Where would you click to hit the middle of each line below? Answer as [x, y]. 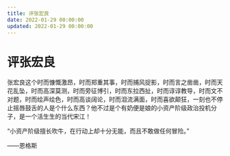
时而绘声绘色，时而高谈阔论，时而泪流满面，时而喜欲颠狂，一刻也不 [121, 99]
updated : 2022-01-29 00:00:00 [50, 26]
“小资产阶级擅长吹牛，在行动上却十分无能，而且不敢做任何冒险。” [98, 131]
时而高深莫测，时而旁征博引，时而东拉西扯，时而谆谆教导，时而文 [124, 91]
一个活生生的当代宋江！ [58, 116]
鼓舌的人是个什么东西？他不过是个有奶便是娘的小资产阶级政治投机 [118, 108]
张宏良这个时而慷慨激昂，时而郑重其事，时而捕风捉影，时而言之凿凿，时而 [112, 82]
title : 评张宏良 [28, 13]
